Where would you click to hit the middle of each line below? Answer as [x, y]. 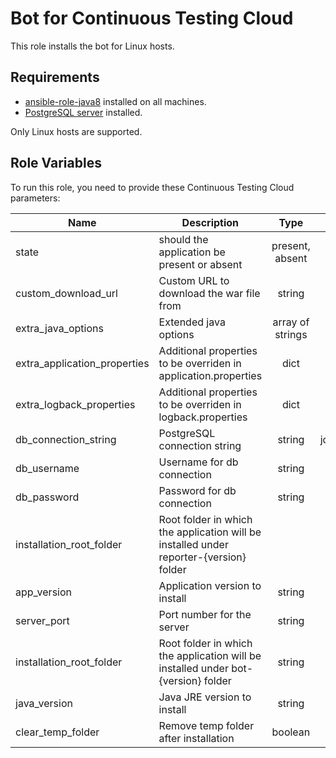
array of [291, 322]
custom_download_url [66, 293]
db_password [47, 497]
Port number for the [205, 614]
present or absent [200, 264]
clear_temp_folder [57, 732]
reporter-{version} [202, 557]
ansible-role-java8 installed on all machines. [115, 101]
